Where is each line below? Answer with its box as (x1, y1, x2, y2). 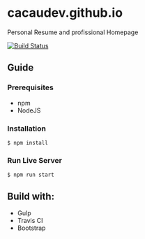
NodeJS (17, 106, 41, 115)
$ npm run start (7, 171, 54, 179)
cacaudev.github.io (7, 5, 123, 21)
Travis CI (17, 217, 43, 225)
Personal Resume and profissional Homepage (7, 28, 139, 36)
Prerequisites (7, 82, 54, 92)
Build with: (7, 190, 54, 202)
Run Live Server (7, 155, 63, 165)
